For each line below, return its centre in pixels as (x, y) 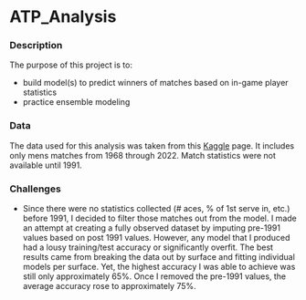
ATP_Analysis (63, 17)
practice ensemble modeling (76, 102)
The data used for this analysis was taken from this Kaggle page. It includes (152, 145)
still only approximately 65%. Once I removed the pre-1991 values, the (154, 276)
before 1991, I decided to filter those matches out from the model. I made (159, 218)
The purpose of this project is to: (71, 65)
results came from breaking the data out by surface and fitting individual (158, 257)
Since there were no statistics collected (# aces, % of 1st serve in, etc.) (156, 209)
